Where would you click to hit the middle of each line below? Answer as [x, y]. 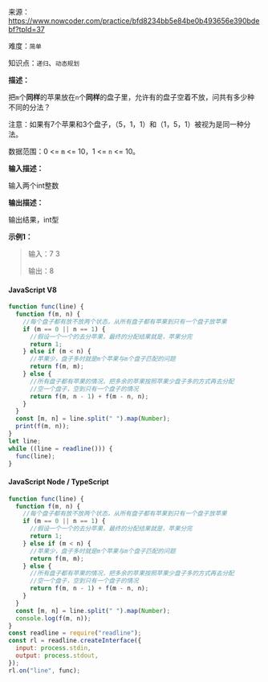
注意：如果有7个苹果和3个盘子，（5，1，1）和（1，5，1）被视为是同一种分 [130, 124]
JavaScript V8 [33, 290]
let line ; [25, 441]
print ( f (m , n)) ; [43, 427]
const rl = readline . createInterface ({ [75, 641]
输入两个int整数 [34, 186]
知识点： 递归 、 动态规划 [44, 63]
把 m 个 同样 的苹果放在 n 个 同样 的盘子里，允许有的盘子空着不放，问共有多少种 [132, 97]
